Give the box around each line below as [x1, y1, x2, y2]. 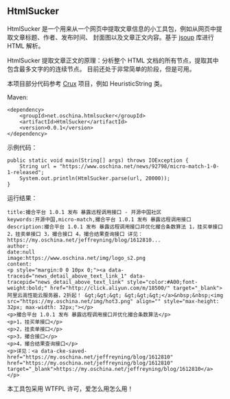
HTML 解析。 [7, 41, 45, 50]
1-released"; [7, 169, 45, 176]
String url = [19, 162, 57, 170]
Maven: [7, 93, 29, 101]
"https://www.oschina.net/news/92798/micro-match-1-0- [59, 162, 220, 170]
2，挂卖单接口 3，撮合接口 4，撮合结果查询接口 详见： [7, 230, 143, 237]
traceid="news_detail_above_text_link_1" [7, 272, 128, 280]
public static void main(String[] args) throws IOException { [7, 157, 189, 164]
